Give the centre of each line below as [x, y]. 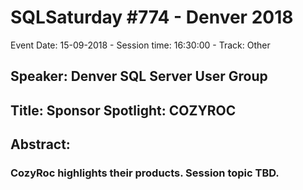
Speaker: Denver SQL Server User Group [139, 76]
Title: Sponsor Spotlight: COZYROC [123, 110]
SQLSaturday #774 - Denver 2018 [152, 17]
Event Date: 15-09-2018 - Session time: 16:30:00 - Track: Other [140, 45]
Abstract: [40, 144]
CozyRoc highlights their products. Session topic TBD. [145, 173]
